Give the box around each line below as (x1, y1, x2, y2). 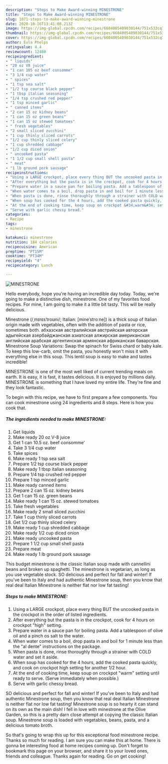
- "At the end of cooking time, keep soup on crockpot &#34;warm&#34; (5, 203, 156, 208)
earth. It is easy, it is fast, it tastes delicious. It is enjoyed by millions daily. (5, 374, 157, 380)
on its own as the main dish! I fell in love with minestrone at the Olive (5, 706, 146, 712)
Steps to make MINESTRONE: (5, 593, 68, 599)
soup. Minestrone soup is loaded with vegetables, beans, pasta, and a (5, 716, 150, 723)
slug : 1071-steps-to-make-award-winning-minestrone (5, 17, 115, 22)
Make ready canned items (12, 482, 67, 488)
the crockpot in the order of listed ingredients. (12, 611, 108, 617)
